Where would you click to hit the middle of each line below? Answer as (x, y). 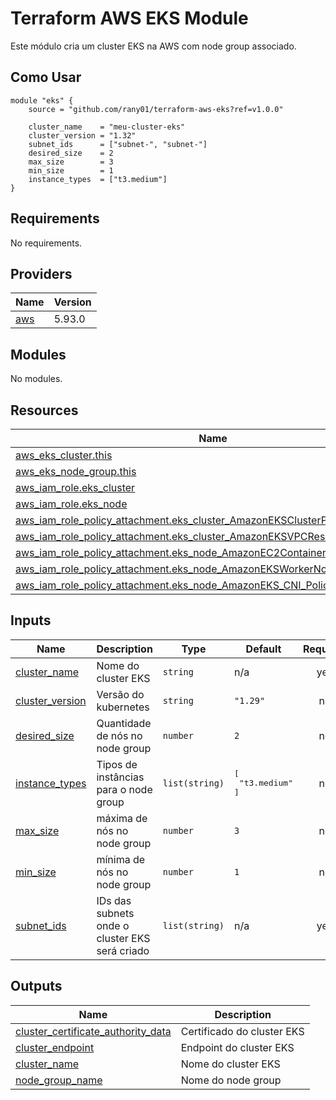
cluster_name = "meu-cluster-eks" (107, 127)
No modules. (36, 379)
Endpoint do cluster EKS (237, 1047)
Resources (44, 410)
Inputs (31, 620)
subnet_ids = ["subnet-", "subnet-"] (118, 144)
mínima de (121, 859)
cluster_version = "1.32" (82, 135)
